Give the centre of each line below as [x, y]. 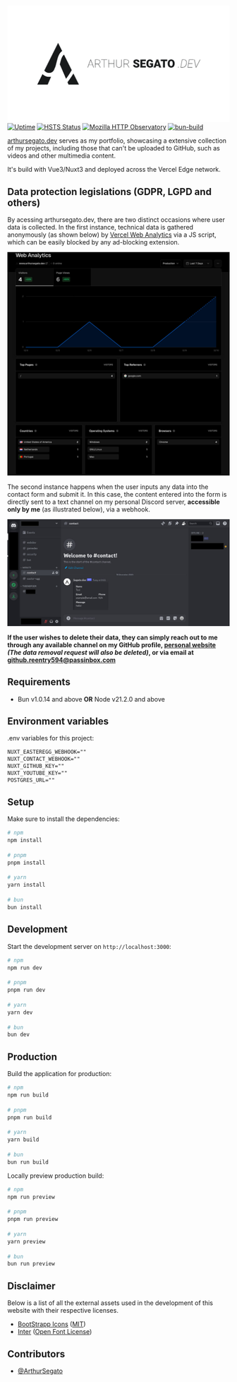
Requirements [39, 682]
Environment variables [58, 721]
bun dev [19, 1035]
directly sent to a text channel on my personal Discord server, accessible [114, 502]
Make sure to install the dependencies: [63, 819]
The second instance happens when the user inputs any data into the [108, 487]
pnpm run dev [26, 990]
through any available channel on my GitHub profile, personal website [112, 644]
